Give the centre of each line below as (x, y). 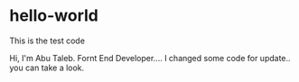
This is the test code (47, 41)
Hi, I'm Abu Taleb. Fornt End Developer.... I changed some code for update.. (150, 58)
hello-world (54, 16)
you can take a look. (47, 68)
